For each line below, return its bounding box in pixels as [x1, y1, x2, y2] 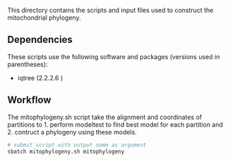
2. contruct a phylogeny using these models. [7, 127, 138, 136]
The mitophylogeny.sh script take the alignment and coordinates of [7, 113, 202, 121]
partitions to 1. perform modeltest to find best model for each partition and [7, 120, 224, 129]
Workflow [7, 94, 52, 106]
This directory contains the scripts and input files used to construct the [7, 6, 214, 14]
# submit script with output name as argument [7, 141, 147, 149]
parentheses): [7, 60, 48, 68]
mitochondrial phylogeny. [7, 13, 81, 22]
